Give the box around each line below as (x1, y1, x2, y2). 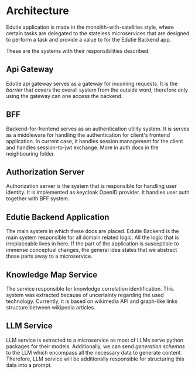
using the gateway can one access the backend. (6, 92, 123, 99)
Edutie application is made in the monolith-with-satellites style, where (6, 23, 175, 31)
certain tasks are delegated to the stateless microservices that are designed (6, 29, 190, 36)
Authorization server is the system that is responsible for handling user (6, 183, 177, 190)
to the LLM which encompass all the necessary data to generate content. (6, 349, 183, 356)
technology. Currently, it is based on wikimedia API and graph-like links (6, 298, 178, 305)
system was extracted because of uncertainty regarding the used (6, 292, 164, 298)
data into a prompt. (6, 361, 52, 368)
